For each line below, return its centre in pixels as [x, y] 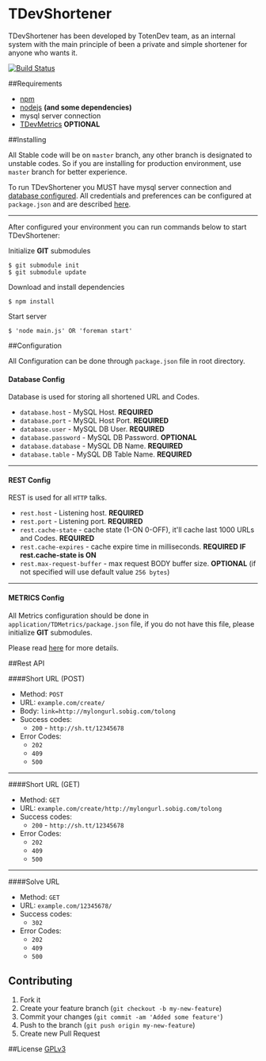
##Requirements [35, 83]
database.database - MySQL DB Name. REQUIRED [101, 446]
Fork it [30, 1000]
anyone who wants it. [43, 52]
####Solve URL [34, 882]
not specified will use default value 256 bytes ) [95, 572]
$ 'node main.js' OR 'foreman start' [70, 330]
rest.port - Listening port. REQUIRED [81, 522]
